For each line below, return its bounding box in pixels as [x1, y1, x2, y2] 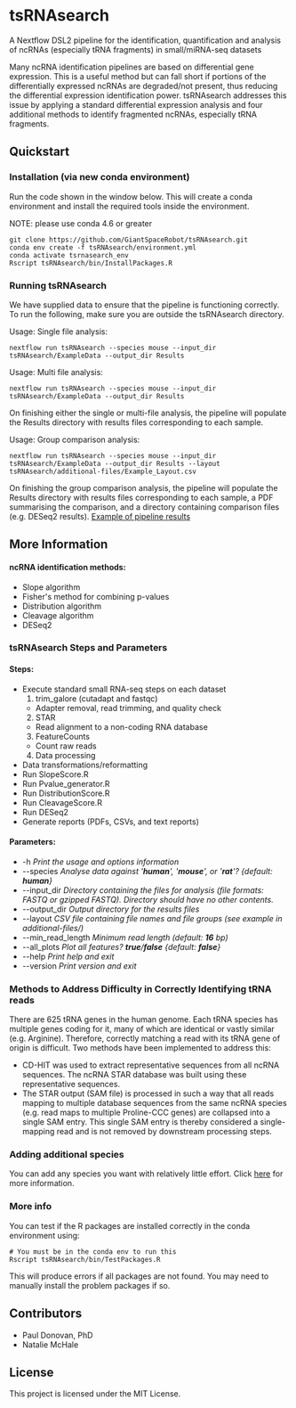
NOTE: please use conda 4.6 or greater [9, 217, 153, 228]
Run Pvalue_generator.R [21, 778, 110, 789]
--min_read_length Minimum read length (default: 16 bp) [21, 932, 228, 943]
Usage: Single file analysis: [9, 326, 108, 337]
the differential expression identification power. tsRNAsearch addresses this [9, 90, 287, 101]
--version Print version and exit [21, 960, 137, 971]
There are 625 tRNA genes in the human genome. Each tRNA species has [9, 1014, 278, 1025]
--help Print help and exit [21, 951, 115, 962]
